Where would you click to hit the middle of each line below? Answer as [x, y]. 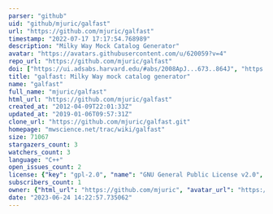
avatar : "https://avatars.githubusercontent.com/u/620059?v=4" [118, 54]
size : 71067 [28, 137]
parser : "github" [38, 16]
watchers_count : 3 [39, 152]
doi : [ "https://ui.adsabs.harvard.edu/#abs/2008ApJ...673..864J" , [123, 69]
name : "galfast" [36, 84]
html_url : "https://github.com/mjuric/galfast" [91, 99]
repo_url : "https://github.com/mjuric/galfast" [91, 62]
